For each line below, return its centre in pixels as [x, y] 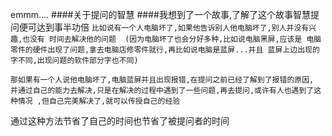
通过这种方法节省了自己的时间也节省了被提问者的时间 [120, 121]
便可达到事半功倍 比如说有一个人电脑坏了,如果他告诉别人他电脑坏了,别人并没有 [164, 27]
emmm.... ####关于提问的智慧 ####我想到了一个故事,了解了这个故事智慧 [160, 14]
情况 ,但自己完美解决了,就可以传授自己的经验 [99, 101]
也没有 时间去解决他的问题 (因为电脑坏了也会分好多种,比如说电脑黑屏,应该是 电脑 [172, 39]
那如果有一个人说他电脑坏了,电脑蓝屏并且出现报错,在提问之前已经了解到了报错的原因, [162, 80]
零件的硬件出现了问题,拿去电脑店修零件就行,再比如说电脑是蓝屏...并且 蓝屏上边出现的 [165, 50]
